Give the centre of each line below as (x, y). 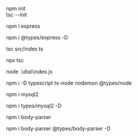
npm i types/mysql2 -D (34, 106)
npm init (16, 9)
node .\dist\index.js (29, 72)
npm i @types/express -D (37, 37)
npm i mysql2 (23, 94)
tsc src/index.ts (25, 49)
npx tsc (15, 60)
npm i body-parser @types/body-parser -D (58, 128)
